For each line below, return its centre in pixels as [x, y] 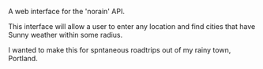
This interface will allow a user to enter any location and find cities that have [132, 26]
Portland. [23, 58]
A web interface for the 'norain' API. [66, 11]
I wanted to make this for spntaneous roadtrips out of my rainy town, [120, 50]
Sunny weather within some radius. [66, 35]
